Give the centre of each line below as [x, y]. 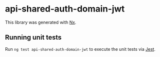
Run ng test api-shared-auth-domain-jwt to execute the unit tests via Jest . [80, 49]
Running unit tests [33, 37]
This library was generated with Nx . [41, 22]
